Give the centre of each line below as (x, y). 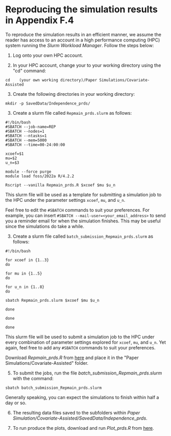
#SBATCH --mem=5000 (26, 140)
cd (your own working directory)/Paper (51, 80)
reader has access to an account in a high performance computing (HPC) (83, 40)
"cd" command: (29, 71)
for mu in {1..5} (24, 273)
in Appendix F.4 (40, 20)
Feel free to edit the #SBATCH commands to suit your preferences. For (78, 210)
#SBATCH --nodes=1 (25, 131)
